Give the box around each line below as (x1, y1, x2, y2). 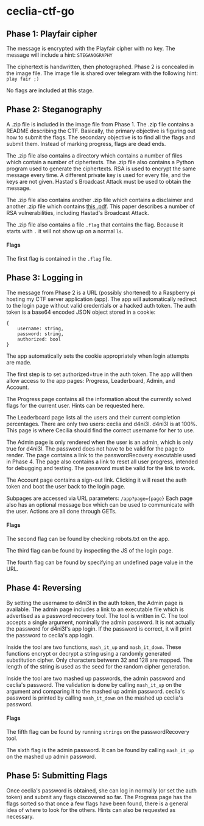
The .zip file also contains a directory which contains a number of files (6, 151, 183, 159)
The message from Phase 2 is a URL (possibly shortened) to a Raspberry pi (6, 289, 195, 296)
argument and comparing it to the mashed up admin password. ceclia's (6, 687, 185, 695)
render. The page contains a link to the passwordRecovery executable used (6, 451, 196, 458)
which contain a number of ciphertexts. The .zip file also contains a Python (6, 158, 194, 165)
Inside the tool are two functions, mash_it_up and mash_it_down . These (6, 643, 181, 651)
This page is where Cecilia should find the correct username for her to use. (6, 426, 195, 434)
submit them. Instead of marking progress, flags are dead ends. (6, 140, 166, 147)
